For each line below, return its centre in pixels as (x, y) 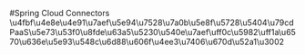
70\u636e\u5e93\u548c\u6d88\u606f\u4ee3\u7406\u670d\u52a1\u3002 (147, 41)
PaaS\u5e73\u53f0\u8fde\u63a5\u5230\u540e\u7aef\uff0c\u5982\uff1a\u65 (152, 32)
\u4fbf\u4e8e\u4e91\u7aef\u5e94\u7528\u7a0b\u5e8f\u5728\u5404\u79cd (152, 23)
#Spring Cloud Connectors (60, 13)
